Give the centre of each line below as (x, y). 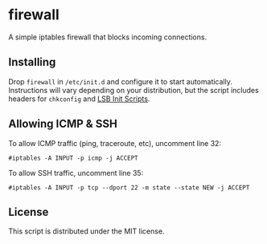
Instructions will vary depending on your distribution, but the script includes (133, 90)
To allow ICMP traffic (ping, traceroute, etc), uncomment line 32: (115, 143)
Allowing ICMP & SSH (63, 124)
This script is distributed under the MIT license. (86, 231)
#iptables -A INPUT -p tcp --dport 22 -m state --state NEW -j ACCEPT (129, 187)
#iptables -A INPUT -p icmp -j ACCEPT (73, 158)
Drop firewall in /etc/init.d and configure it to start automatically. (121, 81)
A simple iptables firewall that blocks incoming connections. (108, 37)
